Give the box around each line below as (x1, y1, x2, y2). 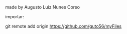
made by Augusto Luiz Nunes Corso (5, 4, 80, 10)
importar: (5, 14, 24, 19)
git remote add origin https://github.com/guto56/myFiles (5, 23, 122, 29)
